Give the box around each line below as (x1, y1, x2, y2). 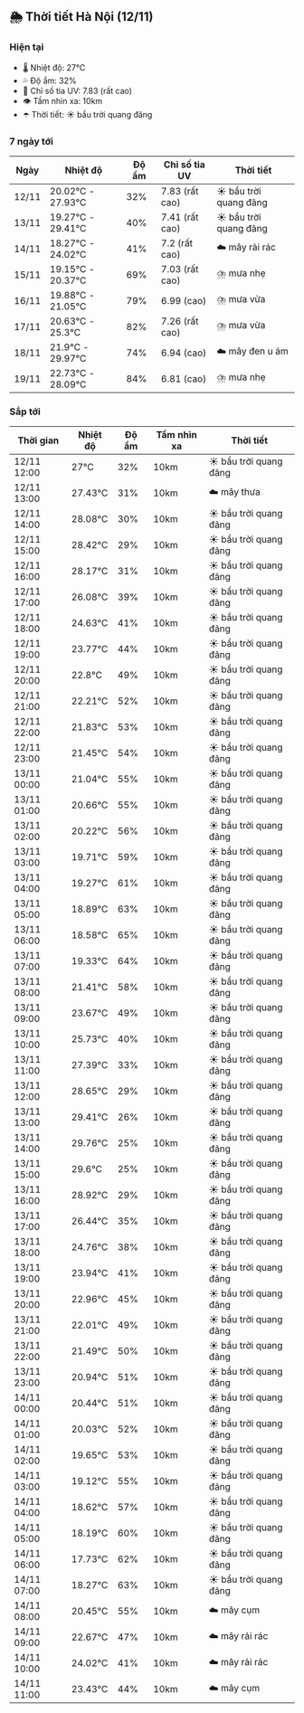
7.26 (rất (161, 315, 199, 327)
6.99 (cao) (161, 294, 207, 307)
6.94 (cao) (161, 346, 207, 359)
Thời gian (17, 434, 60, 447)
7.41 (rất (161, 211, 199, 223)
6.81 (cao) (161, 372, 207, 384)
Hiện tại (9, 41, 44, 53)
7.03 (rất (161, 262, 199, 275)
